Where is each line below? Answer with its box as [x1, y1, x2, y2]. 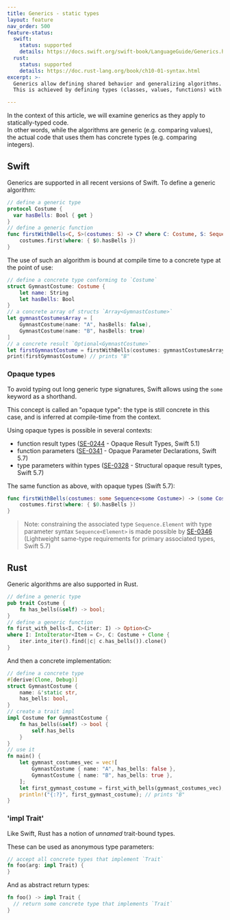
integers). [7, 141, 34, 149]
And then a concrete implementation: [7, 656, 112, 665]
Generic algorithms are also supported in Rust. [7, 580, 138, 588]
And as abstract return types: [7, 881, 90, 889]
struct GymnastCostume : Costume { [7, 282, 106, 290]
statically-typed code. [7, 119, 69, 127]
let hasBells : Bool [19, 295, 75, 302]
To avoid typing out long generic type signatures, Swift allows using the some [7, 385, 223, 393]
